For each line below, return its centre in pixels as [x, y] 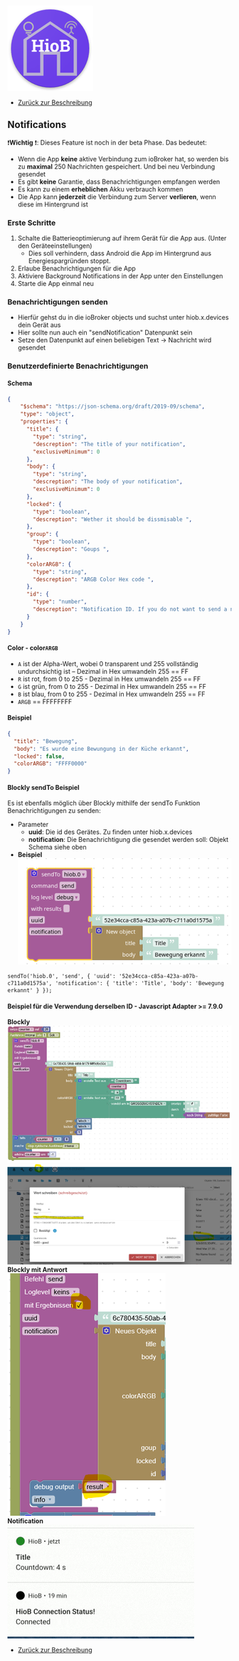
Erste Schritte [32, 223]
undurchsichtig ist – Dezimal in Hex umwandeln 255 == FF [103, 671]
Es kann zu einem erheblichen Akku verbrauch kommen [100, 189]
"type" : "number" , [60, 602]
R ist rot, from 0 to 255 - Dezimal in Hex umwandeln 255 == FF [109, 679]
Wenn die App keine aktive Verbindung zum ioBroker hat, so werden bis [123, 159]
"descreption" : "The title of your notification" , [110, 444]
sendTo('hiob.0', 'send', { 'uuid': [62, 976]
